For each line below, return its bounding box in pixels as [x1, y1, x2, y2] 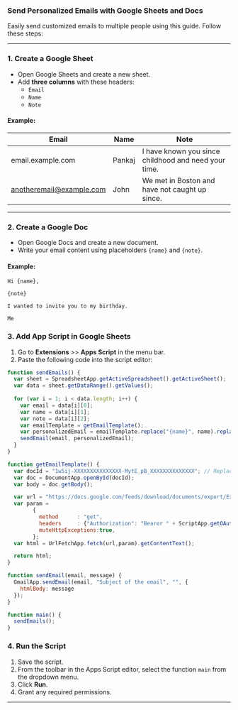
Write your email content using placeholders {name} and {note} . [17, 246, 203, 254]
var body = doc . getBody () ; [13, 481, 93, 488]
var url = [13, 493, 42, 501]
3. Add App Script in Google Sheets [7, 332, 131, 342]
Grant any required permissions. [17, 687, 112, 696]
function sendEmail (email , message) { [7, 572, 122, 579]
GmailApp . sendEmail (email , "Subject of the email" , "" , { [13, 579, 189, 586]
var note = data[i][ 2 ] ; [20, 415, 91, 422]
